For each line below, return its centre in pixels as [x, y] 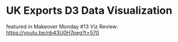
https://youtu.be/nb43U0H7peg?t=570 [53, 32]
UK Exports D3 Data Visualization [89, 11]
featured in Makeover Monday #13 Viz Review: [62, 26]
